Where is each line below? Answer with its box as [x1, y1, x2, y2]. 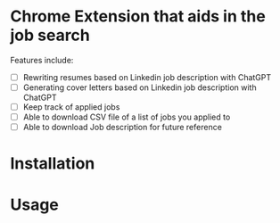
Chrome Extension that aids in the [10, 6, 266, 27]
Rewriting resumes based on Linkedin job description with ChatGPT [22, 71, 272, 82]
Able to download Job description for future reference [22, 122, 222, 133]
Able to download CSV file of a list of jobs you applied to [22, 111, 231, 122]
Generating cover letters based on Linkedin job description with [22, 82, 257, 93]
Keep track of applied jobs [22, 102, 120, 112]
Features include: [10, 54, 74, 65]
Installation [10, 153, 95, 174]
